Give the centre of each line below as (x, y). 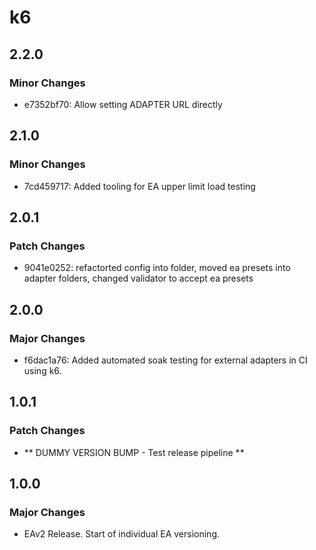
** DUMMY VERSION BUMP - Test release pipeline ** (134, 452)
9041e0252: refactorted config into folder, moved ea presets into (157, 268)
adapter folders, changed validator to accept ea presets (138, 278)
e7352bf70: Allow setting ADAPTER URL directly (123, 104)
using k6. (42, 370)
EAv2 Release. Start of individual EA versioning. (122, 534)
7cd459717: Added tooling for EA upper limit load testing (139, 186)
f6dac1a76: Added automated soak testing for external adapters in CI (165, 360)
